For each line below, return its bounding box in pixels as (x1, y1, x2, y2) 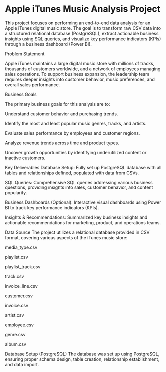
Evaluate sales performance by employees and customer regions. (5, 130, 140, 136)
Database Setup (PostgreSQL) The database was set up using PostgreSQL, (5, 351, 160, 357)
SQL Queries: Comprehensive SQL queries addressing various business (5, 179, 153, 185)
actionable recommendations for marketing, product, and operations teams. (5, 219, 161, 225)
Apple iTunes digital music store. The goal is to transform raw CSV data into (5, 25, 161, 31)
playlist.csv (5, 254, 28, 260)
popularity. (5, 189, 27, 195)
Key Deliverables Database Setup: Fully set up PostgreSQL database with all (5, 164, 162, 170)
